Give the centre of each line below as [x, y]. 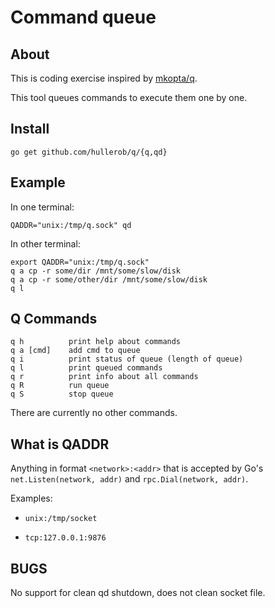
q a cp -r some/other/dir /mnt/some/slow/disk [109, 279]
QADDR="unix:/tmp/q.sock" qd [71, 225]
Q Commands [54, 319]
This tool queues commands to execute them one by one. [129, 97]
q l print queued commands [86, 368]
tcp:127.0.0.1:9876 [65, 538]
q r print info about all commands [104, 377]
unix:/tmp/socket [61, 519]
